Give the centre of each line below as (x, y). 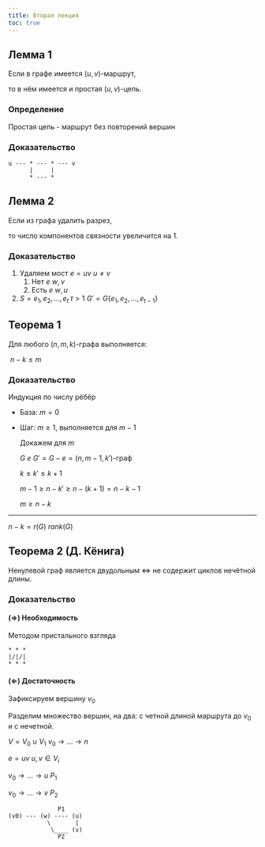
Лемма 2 (31, 201)
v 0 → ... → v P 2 (33, 793)
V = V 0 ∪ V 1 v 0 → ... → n (48, 742)
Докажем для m (47, 442)
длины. (20, 578)
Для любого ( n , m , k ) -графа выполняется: (78, 344)
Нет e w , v (48, 282)
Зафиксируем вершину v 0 (52, 700)
